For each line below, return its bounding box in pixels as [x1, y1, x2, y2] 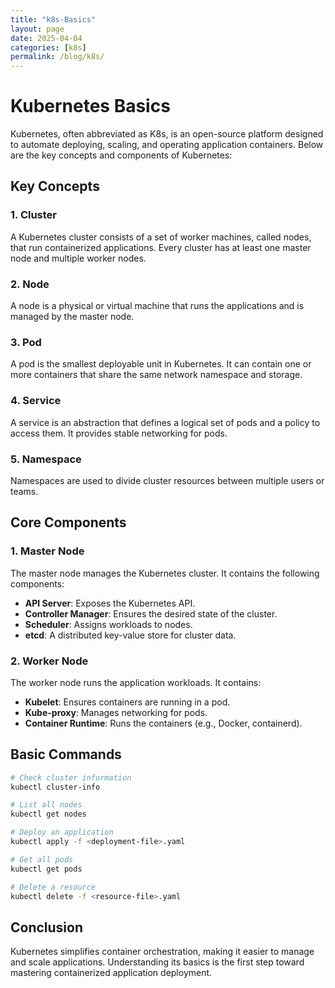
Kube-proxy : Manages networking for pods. [24, 706, 208, 718]
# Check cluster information [10, 772, 132, 783]
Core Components [10, 514, 127, 531]
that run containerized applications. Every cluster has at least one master [10, 241, 312, 253]
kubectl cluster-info [10, 782, 101, 792]
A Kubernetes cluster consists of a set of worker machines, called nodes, [10, 231, 312, 243]
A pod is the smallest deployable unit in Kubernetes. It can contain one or [10, 358, 312, 370]
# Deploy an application [10, 827, 114, 838]
